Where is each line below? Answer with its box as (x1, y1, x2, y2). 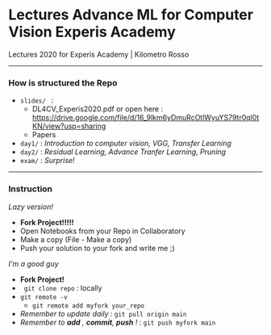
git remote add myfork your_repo (31, 301, 145, 310)
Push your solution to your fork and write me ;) (19, 243, 175, 253)
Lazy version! (8, 202, 54, 211)
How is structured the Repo (8, 77, 118, 88)
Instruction (8, 183, 53, 195)
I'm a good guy (8, 258, 59, 268)
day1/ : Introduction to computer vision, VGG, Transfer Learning (19, 139, 232, 149)
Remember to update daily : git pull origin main (19, 308, 187, 318)
